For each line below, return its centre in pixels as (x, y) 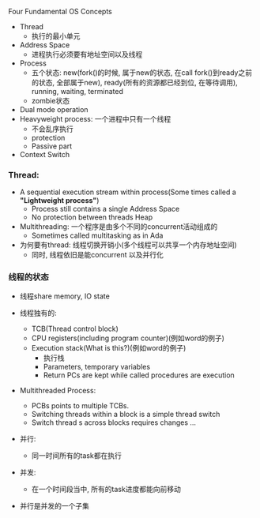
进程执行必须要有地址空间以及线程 (87, 54)
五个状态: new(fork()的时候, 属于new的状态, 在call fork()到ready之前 (142, 73)
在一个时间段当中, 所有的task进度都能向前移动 (106, 489)
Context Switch (44, 154)
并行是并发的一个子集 (54, 505)
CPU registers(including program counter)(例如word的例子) (128, 338)
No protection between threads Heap (92, 217)
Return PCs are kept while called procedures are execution (139, 375)
